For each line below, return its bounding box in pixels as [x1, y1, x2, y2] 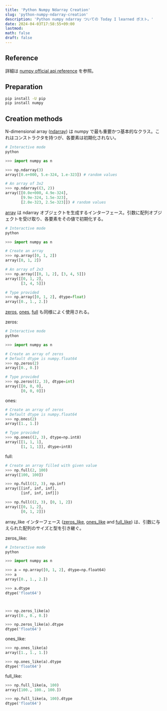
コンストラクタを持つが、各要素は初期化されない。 [13, 135, 119, 141]
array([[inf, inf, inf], [5, 486, 57, 491]
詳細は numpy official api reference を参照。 [5, 68, 96, 74]
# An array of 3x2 [5, 181, 43, 186]
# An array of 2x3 [5, 267, 43, 272]
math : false [5, 31, 30, 36]
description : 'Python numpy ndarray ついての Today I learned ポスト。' [5, 17, 153, 22]
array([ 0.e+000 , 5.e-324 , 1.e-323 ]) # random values [5, 172, 117, 177]
